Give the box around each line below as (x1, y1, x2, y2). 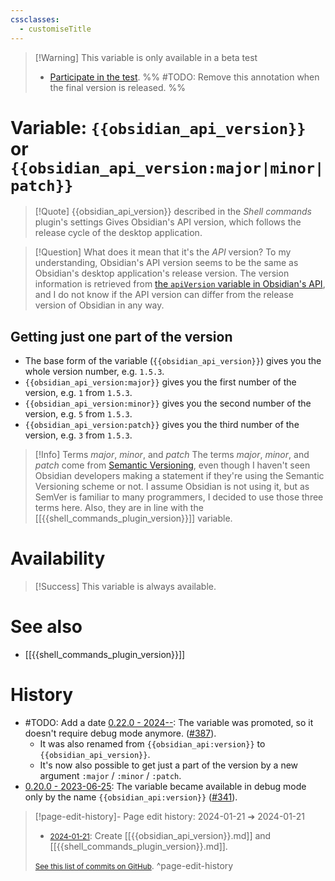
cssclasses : (10, 14, 60, 25)
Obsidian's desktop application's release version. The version (34, 267, 290, 280)
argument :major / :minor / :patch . (39, 770, 182, 782)
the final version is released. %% (49, 81, 187, 93)
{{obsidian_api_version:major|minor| (10, 159, 325, 178)
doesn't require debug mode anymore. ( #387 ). (24, 727, 217, 740)
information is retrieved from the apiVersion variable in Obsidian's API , (34, 278, 326, 290)
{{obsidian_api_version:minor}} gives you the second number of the (24, 397, 312, 410)
